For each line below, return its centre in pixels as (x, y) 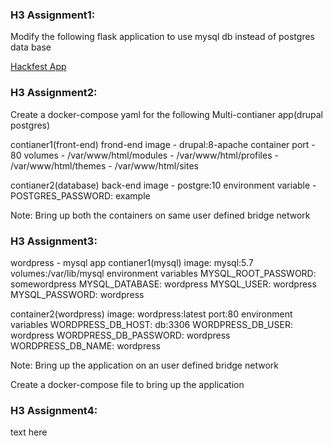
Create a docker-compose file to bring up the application (127, 384)
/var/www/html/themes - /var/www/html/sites (104, 165)
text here (29, 432)
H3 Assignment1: (53, 15)
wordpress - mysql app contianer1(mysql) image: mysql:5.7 (132, 262)
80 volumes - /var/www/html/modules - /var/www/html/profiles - (144, 155)
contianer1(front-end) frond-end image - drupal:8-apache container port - (163, 144)
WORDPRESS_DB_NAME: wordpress (85, 345)
